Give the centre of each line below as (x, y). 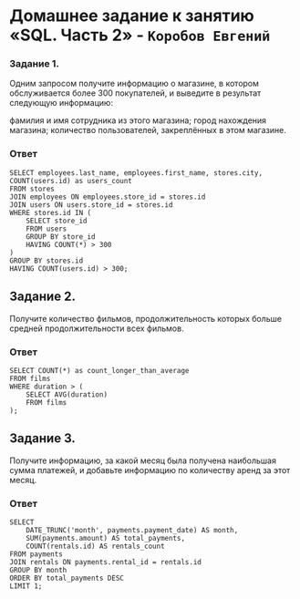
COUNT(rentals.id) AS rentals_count (96, 546)
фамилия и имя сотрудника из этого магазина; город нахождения (138, 120)
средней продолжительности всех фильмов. (97, 328)
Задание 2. (42, 297)
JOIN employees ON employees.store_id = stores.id (108, 197)
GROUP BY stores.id (47, 261)
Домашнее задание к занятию (132, 16)
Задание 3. (42, 439)
